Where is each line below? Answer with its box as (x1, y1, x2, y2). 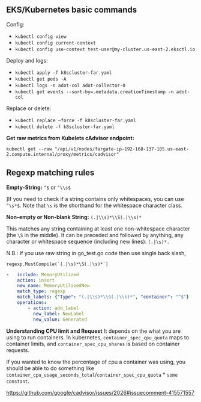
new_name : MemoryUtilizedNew (17, 283, 90, 289)
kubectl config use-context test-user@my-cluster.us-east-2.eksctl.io (14, 46, 196, 52)
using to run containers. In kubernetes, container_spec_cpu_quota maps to (6, 333, 190, 341)
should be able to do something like (6, 364, 95, 372)
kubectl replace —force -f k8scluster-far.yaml (14, 117, 136, 123)
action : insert (17, 277, 55, 283)
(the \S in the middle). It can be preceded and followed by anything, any (6, 231, 184, 238)
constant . (6, 377, 30, 385)
